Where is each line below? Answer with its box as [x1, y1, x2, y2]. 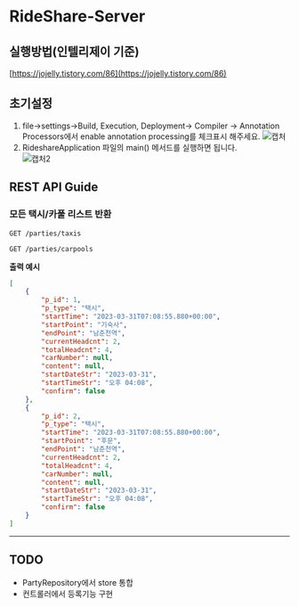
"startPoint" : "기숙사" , [41, 320, 127, 329]
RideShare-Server [9, 6, 146, 27]
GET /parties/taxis [9, 229, 82, 238]
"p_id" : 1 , [41, 296, 82, 305]
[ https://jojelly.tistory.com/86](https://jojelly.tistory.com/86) [9, 69, 227, 78]
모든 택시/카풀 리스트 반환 [9, 208, 112, 220]
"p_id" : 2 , [41, 412, 82, 421]
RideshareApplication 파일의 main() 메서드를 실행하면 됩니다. [21, 142, 238, 152]
